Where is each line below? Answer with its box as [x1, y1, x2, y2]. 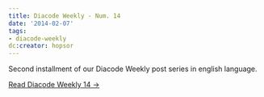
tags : [8, 27, 27, 35]
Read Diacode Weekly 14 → [8, 80, 100, 90]
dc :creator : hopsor [8, 42, 74, 50]
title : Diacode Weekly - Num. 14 [8, 11, 121, 20]
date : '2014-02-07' [8, 19, 74, 27]
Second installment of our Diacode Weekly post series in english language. [8, 64, 258, 74]
